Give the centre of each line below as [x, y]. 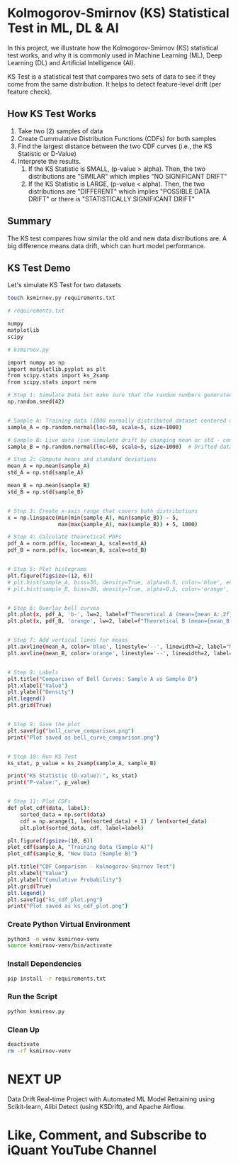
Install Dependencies [45, 964]
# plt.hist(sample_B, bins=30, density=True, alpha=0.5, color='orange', [119, 589]
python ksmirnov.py [36, 1011]
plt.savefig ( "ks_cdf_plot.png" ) [55, 900]
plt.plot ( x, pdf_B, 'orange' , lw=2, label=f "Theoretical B [96, 621]
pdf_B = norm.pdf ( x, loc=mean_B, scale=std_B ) [77, 550]
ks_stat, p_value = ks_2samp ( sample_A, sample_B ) [82, 763]
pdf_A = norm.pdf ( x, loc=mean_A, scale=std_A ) [77, 544]
